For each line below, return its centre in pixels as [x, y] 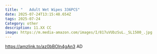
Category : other [22, 23]
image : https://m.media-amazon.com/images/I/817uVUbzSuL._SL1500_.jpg [79, 32]
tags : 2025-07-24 [23, 19]
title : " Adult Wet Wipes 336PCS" [42, 10]
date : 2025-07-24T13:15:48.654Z [38, 14]
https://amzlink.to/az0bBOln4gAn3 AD [44, 46]
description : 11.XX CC [28, 28]
